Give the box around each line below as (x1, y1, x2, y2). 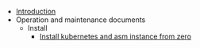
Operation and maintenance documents (15, 15, 146, 24)
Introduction (15, 7, 56, 16)
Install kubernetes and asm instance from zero (39, 31, 192, 41)
